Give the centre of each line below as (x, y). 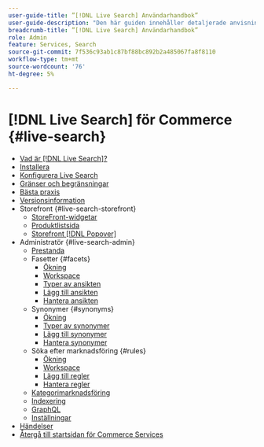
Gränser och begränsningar (64, 183)
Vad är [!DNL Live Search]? (63, 158)
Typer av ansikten (72, 283)
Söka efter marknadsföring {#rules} (89, 350)
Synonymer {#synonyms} (72, 308)
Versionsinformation (52, 200)
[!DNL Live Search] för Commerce (120, 120)
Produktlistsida (55, 225)
